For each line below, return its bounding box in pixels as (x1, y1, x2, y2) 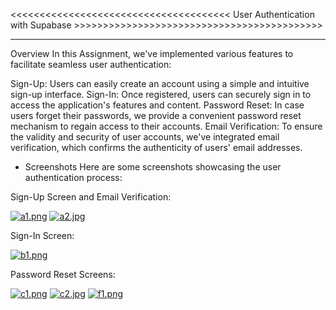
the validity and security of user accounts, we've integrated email (10, 131, 280, 143)
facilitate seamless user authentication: (10, 59, 172, 70)
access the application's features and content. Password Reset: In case (10, 99, 305, 111)
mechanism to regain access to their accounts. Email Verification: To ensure (10, 120, 323, 132)
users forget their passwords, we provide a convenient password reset (10, 110, 302, 121)
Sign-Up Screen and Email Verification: (10, 191, 172, 203)
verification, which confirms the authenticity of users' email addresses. (10, 142, 303, 153)
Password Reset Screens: (10, 269, 116, 280)
